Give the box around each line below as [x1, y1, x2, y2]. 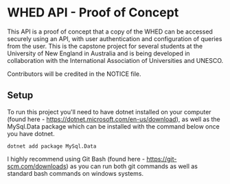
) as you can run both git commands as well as [66, 162, 198, 170]
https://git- [146, 155, 177, 163]
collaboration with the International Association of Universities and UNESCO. [7, 56, 224, 64]
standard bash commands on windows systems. [7, 169, 144, 177]
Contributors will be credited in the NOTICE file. [7, 70, 141, 78]
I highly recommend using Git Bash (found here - [7, 155, 146, 163]
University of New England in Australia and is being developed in [7, 49, 190, 57]
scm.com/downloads [7, 162, 67, 170]
